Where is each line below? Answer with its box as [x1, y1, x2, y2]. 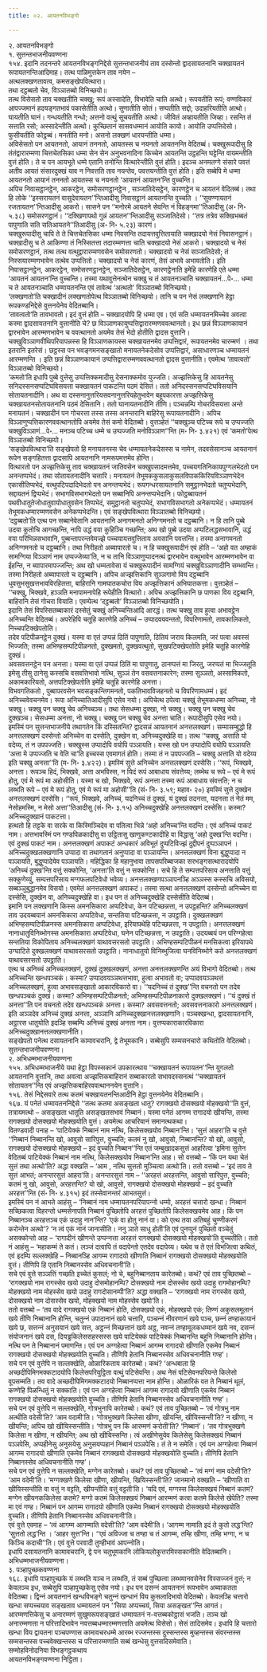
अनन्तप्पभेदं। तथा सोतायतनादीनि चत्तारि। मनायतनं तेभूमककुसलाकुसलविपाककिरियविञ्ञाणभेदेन [8, 471, 245, 481]
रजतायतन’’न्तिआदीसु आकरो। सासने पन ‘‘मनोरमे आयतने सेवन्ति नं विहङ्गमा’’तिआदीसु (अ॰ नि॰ [8, 202, 246, 211]
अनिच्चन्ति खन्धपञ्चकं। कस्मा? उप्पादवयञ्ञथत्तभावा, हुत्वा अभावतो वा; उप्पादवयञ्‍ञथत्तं [8, 973, 224, 983]
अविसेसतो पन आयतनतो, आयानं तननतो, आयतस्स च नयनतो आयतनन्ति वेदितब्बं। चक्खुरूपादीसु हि [8, 139, 253, 148]
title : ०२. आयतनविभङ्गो [8, 11, 79, 20]
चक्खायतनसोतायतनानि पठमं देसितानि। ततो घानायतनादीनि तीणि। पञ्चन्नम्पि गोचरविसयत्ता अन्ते [8, 399, 243, 409]
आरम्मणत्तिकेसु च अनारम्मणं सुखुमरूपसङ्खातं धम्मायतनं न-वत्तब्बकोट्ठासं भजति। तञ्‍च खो [8, 1609, 228, 1619]
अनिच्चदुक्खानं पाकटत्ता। [8, 811, 72, 821]
